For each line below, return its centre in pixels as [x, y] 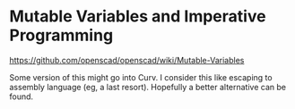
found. [22, 96]
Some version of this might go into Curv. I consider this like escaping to [141, 77]
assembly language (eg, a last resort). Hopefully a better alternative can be [148, 87]
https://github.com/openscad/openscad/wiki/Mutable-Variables [127, 60]
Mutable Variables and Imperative [138, 17]
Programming [61, 35]
